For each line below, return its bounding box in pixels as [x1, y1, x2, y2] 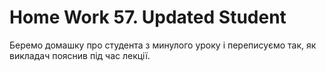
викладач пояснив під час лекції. [9, 49, 151, 61]
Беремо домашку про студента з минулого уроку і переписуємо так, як [9, 39, 317, 51]
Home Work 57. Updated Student [9, 6, 287, 29]
